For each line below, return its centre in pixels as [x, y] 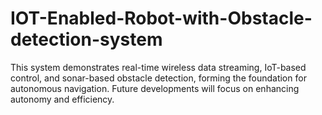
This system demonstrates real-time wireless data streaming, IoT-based [158, 67]
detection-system [86, 39]
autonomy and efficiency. [62, 99]
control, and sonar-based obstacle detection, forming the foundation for [158, 78]
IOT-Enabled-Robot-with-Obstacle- [161, 18]
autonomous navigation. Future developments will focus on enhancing [155, 88]
